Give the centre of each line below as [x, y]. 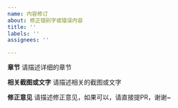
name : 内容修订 [28, 14]
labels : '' [23, 34]
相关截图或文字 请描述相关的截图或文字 [64, 83]
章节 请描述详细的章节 [40, 67]
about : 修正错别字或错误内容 [45, 20]
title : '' [22, 27]
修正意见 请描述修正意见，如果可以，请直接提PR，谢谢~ [89, 97]
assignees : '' [28, 40]
